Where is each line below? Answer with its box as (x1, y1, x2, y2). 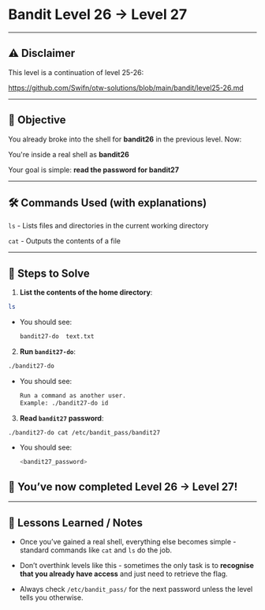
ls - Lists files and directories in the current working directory (8, 221, 209, 231)
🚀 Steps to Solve (8, 266, 91, 280)
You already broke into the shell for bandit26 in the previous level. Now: (8, 134, 242, 144)
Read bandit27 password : (19, 413, 104, 423)
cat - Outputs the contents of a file (8, 236, 121, 246)
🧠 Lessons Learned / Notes (8, 516, 144, 529)
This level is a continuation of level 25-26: (8, 67, 144, 77)
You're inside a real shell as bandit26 (8, 149, 130, 159)
